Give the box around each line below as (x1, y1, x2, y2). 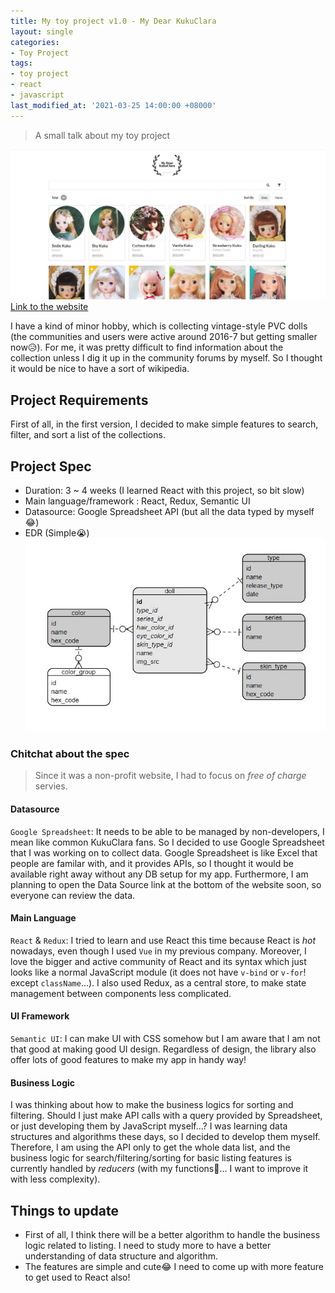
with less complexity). (10, 1173, 101, 1185)
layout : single (10, 26, 74, 37)
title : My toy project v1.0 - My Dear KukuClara (10, 16, 217, 26)
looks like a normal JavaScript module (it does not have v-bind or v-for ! (10, 966, 307, 978)
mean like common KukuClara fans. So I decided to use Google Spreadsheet (10, 836, 325, 848)
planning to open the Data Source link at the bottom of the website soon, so (10, 878, 322, 890)
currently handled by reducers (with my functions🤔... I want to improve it (10, 1163, 309, 1175)
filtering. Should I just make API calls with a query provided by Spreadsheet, (10, 1110, 323, 1122)
